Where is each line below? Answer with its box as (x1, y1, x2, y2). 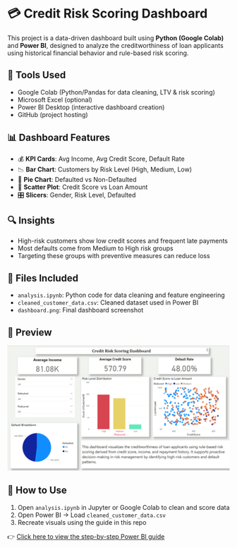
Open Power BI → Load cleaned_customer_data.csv (17, 511, 166, 519)
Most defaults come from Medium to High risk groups (17, 244, 174, 252)
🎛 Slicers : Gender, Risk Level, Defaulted (17, 190, 136, 199)
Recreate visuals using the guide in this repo (17, 518, 147, 526)
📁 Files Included (7, 272, 79, 284)
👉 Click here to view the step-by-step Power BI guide (7, 532, 165, 540)
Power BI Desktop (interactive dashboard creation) (17, 103, 165, 111)
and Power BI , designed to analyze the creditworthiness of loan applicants (7, 41, 224, 49)
